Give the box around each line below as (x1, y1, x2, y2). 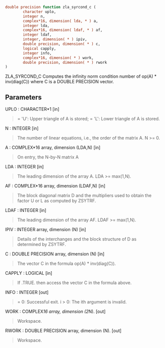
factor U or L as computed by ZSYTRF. (17, 198, 96, 204)
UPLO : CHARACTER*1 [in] (5, 106, 60, 112)
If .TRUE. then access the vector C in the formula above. (17, 280, 132, 286)
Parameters (5, 93, 42, 101)
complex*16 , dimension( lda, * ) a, (23, 18, 98, 23)
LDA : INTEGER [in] (5, 164, 44, 170)
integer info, (23, 50, 52, 55)
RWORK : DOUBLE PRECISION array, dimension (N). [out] (5, 328, 122, 334)
